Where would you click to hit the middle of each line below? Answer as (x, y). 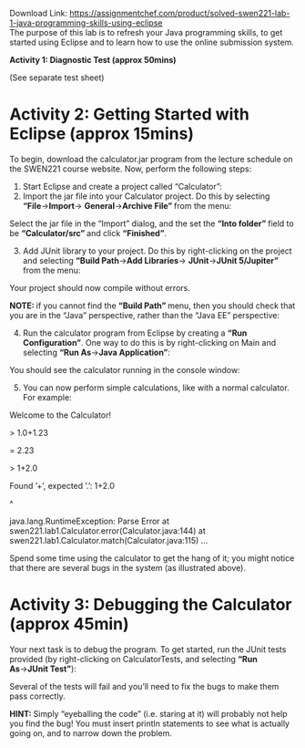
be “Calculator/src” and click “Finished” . (88, 233)
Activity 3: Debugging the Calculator (151, 605)
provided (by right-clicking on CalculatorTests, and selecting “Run (133, 659)
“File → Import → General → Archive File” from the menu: (127, 205)
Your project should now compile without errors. (100, 287)
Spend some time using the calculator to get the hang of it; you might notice (152, 558)
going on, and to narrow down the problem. (91, 732)
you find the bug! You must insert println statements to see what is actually (149, 723)
